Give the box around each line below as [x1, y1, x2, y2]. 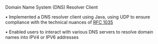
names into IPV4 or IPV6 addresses [5, 34, 79, 40]
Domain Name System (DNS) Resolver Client [5, 4, 98, 10]
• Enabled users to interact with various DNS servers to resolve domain [5, 29, 153, 34]
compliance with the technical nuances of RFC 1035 [5, 19, 114, 25]
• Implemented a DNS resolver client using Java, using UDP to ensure [5, 14, 150, 19]
